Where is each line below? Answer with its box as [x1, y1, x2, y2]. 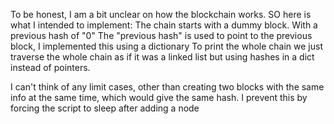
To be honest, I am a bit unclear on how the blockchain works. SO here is [10, 9, 312, 20]
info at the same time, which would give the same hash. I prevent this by [10, 92, 308, 103]
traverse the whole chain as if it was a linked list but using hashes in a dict [10, 51, 315, 63]
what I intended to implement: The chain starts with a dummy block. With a [10, 19, 318, 31]
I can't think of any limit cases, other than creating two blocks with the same [10, 81, 325, 93]
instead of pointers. [10, 62, 91, 73]
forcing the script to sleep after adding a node [10, 102, 200, 114]
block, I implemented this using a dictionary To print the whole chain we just [10, 40, 323, 52]
